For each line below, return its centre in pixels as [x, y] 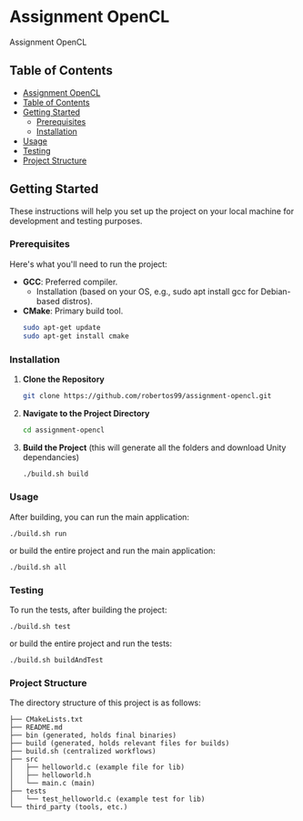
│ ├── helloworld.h [50, 775]
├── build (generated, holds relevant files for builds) [120, 744]
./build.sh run [38, 534]
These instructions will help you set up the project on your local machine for [151, 210]
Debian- [276, 291]
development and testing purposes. [76, 221]
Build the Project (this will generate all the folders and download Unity [154, 447]
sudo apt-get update [61, 327]
